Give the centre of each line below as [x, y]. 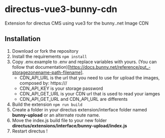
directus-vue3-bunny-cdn [61, 9]
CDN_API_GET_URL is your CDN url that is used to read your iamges [90, 93]
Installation [23, 39]
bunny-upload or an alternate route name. [56, 115]
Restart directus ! [30, 131]
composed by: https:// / [43, 83]
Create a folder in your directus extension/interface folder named [79, 109]
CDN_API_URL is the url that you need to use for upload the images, [90, 78]
